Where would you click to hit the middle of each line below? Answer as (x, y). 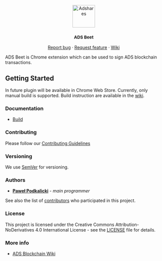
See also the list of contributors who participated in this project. (71, 200)
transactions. (19, 62)
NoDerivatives (20, 229)
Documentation (24, 108)
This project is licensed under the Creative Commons (60, 224)
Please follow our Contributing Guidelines (48, 143)
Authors (15, 180)
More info (17, 242)
